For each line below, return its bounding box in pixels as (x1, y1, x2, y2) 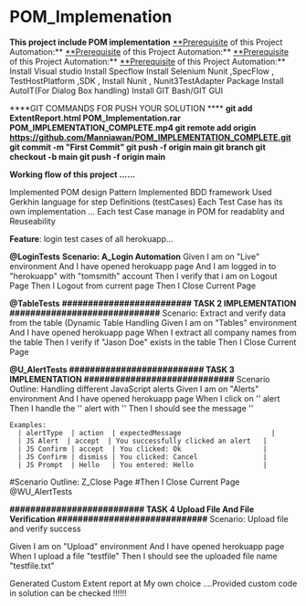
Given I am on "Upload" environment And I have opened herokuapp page (9, 540, 285, 551)
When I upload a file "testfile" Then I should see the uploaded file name (9, 550, 279, 561)
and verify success (9, 523, 81, 534)
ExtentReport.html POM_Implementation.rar (9, 112, 181, 123)
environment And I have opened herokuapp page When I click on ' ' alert (9, 392, 280, 403)
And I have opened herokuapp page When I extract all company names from (9, 327, 297, 338)
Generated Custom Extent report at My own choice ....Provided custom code (9, 578, 298, 589)
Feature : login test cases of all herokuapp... (9, 233, 174, 244)
